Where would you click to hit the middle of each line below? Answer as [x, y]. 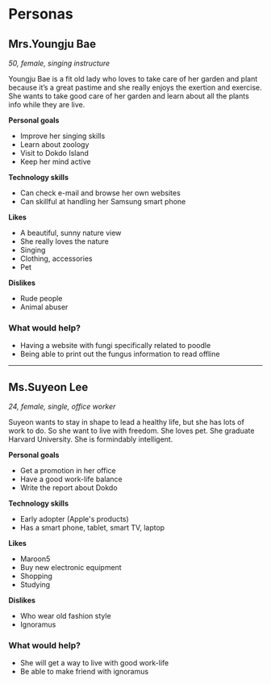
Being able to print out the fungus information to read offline [120, 354]
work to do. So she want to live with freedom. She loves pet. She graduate [131, 431]
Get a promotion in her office [68, 471]
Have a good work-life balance [71, 479]
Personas [41, 14]
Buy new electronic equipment [71, 568]
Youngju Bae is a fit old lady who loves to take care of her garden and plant [133, 79]
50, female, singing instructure [59, 63]
